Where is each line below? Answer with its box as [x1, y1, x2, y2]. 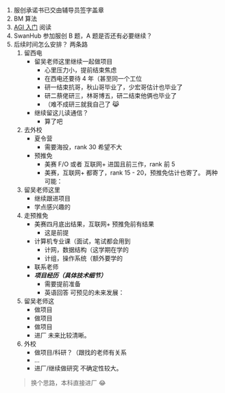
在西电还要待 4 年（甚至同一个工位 [44, 75, 143, 82]
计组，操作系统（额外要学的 [44, 254, 123, 262]
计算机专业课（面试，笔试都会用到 [34, 237, 131, 245]
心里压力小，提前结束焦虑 [44, 66, 117, 74]
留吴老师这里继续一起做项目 [34, 58, 113, 65]
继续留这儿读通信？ [34, 109, 89, 116]
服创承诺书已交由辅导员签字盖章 [13, 6, 104, 14]
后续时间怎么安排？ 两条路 [13, 40, 88, 48]
